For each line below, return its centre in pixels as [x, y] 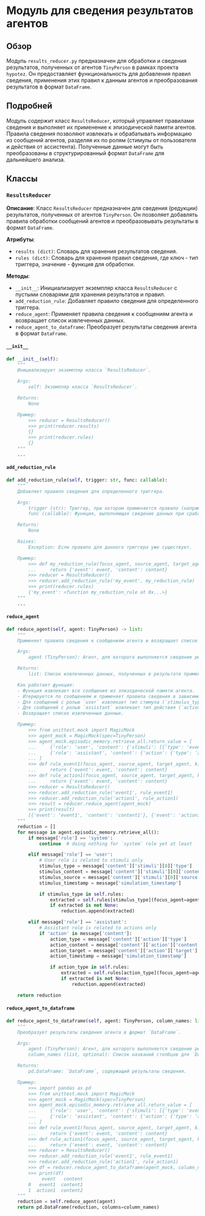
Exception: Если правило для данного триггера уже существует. [110, 547]
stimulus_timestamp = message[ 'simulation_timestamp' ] [110, 883]
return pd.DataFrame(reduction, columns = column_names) [88, 1207]
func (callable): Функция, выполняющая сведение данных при [106, 514]
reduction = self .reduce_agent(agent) [67, 1202]
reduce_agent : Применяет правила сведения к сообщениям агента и [104, 314]
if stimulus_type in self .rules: [81, 894]
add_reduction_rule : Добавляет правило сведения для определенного [106, 300]
